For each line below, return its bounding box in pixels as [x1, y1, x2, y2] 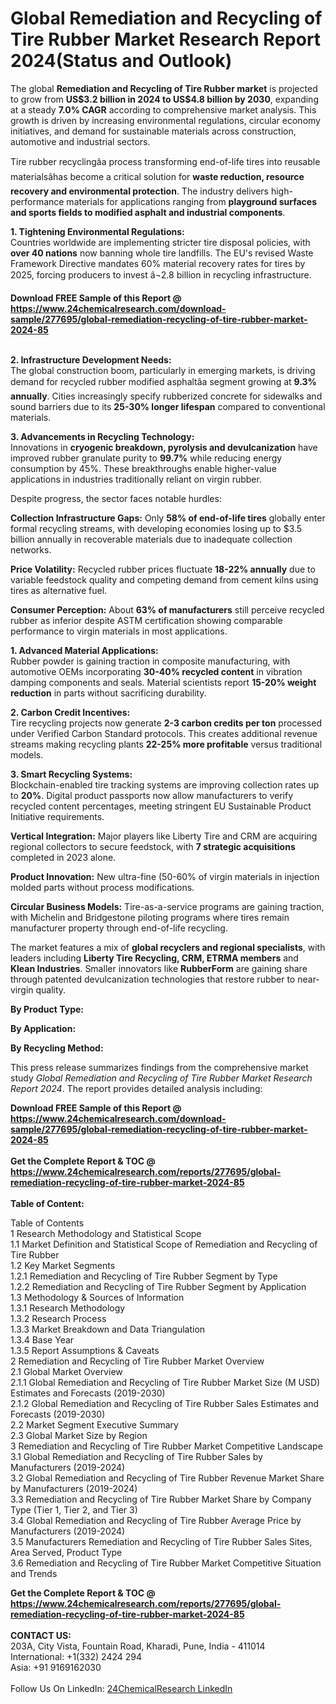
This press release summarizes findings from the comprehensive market [10, 1061, 309, 1073]
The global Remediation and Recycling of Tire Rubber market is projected [10, 82, 318, 94]
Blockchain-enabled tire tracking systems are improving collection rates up [10, 778, 320, 791]
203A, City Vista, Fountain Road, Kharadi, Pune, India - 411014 [10, 1640, 266, 1652]
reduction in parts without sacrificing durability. [10, 687, 207, 699]
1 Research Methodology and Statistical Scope [10, 1227, 202, 1239]
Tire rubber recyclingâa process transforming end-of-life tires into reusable [10, 155, 321, 167]
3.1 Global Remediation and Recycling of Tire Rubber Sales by [10, 1450, 263, 1462]
